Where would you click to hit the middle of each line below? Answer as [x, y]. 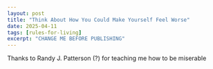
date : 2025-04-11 [32, 26]
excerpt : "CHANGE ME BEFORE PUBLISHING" [66, 39]
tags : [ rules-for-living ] [44, 32]
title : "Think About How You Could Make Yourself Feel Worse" [99, 20]
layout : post [26, 13]
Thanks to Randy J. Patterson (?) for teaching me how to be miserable [107, 58]
